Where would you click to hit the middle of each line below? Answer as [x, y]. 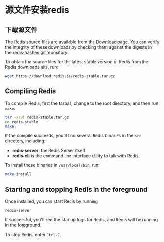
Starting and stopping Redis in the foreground [76, 189]
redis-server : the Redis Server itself [49, 151]
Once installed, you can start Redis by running [52, 201]
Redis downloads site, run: [32, 67]
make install [18, 174]
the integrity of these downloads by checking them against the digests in [79, 47]
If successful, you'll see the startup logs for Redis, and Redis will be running [82, 219]
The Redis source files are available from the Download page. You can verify [82, 42]
